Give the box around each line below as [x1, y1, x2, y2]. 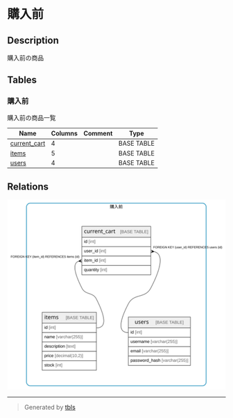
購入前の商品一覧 [7, 113, 56, 122]
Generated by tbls [24, 403, 76, 412]
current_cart [10, 140, 46, 148]
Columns [51, 129, 78, 137]
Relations [7, 181, 49, 192]
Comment [83, 129, 113, 137]
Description [7, 34, 59, 46]
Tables [7, 74, 37, 86]
